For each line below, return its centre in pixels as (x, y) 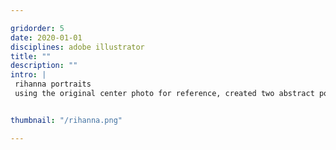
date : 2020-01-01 (46, 37)
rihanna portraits (53, 84)
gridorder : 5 (37, 28)
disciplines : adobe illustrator (77, 47)
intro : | (28, 75)
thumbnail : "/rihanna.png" (66, 120)
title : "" (31, 56)
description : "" (44, 66)
